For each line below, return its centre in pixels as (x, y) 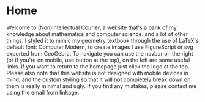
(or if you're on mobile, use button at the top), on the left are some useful (98, 60)
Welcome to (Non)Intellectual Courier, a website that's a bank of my (92, 27)
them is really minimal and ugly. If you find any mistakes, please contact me (102, 86)
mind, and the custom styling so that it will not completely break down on (99, 79)
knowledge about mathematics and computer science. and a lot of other (97, 34)
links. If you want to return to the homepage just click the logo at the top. (98, 66)
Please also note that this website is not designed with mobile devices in (97, 73)
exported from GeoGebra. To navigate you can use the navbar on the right (100, 53)
